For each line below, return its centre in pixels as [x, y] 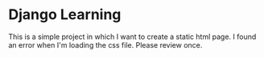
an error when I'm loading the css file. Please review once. [105, 44]
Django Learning [65, 15]
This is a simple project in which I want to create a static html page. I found [132, 37]
